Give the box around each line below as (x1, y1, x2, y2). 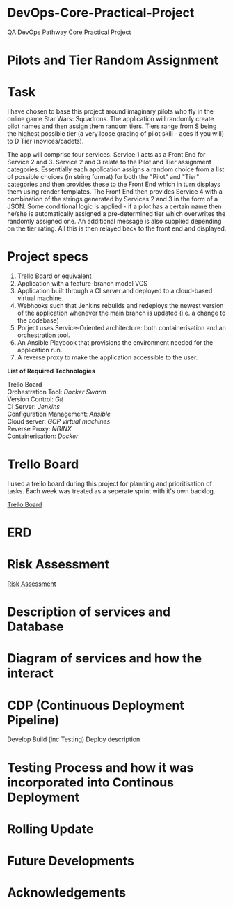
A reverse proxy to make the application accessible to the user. (17, 353, 198, 362)
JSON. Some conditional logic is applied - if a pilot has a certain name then (7, 202, 223, 210)
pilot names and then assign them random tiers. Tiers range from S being (7, 122, 217, 130)
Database (7, 619, 64, 635)
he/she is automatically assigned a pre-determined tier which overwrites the (7, 210, 226, 218)
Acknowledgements (7, 885, 127, 901)
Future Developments (7, 853, 134, 869)
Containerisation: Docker (7, 432, 79, 440)
